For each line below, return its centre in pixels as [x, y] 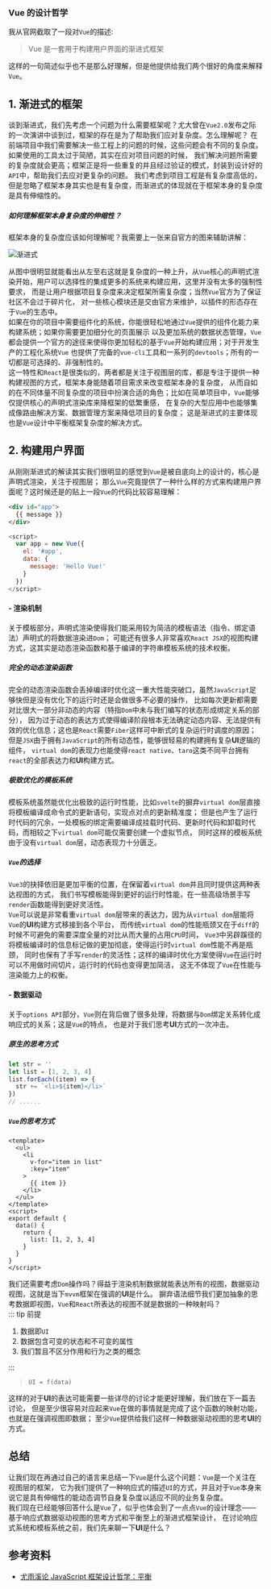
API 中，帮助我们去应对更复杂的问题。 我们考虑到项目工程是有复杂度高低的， [135, 176]
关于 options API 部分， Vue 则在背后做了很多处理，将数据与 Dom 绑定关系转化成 [134, 1014]
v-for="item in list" [66, 1163]
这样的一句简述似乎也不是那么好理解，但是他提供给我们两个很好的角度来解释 [135, 66]
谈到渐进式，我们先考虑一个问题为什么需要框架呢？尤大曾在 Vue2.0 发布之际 [132, 125]
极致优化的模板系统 [40, 780]
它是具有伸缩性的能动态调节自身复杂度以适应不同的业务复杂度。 [121, 1497]
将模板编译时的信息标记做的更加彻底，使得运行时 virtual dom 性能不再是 [127, 944]
